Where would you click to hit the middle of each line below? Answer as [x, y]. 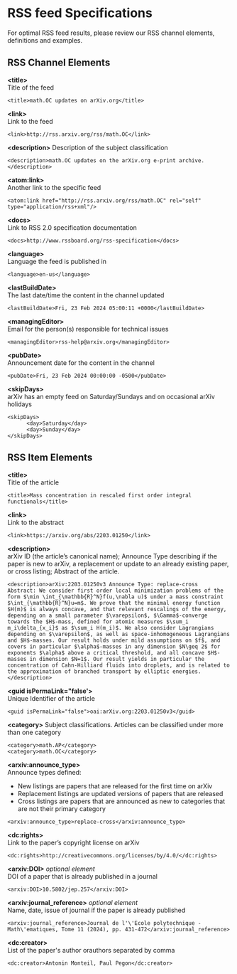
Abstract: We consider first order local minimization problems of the [115, 591]
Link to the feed [30, 121]
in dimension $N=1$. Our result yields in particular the [117, 659]
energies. [187, 671]
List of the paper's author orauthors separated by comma [91, 950]
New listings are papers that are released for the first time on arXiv [115, 786]
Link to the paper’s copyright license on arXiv [73, 842]
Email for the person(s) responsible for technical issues [88, 329]
